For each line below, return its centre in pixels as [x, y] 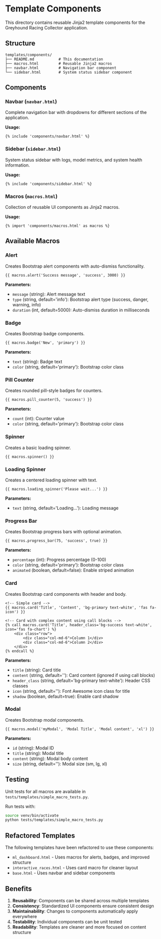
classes [20, 686]
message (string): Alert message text [49, 294]
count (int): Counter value [38, 419]
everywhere [25, 916]
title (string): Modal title [38, 753]
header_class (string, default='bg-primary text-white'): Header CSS [81, 680]
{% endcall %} [20, 651]
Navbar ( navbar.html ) [31, 101]
